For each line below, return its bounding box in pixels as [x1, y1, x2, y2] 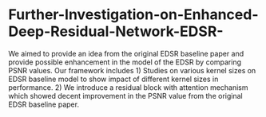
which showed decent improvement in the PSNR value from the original [8, 91, 243, 100]
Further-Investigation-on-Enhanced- [8, 6, 259, 24]
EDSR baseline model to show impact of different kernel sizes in [8, 74, 219, 84]
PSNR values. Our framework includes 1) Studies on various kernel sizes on [8, 65, 256, 75]
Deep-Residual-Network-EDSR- [8, 22, 224, 41]
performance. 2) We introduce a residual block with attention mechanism [8, 82, 249, 92]
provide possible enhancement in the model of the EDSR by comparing [8, 57, 242, 67]
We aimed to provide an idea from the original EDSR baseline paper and [8, 49, 244, 58]
